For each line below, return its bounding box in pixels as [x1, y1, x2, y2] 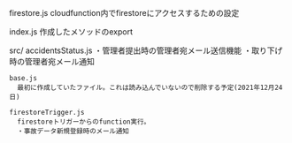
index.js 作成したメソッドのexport [9, 26, 134, 37]
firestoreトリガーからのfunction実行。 [17, 117, 150, 126]
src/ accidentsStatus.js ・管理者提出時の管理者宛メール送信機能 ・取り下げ [9, 45, 283, 56]
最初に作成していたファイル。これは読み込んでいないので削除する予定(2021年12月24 [17, 83, 283, 92]
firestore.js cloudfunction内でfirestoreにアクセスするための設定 [9, 8, 240, 18]
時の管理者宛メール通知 [9, 56, 95, 66]
